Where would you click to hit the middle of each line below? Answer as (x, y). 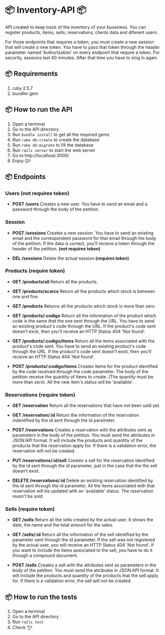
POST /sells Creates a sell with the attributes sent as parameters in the (84, 565)
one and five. (26, 296)
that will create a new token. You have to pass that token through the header (82, 47)
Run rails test (28, 622)
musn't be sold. (28, 496)
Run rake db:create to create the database (56, 140)
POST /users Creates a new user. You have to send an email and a (80, 204)
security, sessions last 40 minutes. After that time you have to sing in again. (82, 57)
